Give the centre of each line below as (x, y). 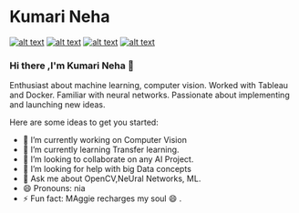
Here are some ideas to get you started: (84, 122)
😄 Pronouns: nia (54, 188)
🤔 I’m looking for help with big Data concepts (107, 169)
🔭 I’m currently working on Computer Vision (104, 140)
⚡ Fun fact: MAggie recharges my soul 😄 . (102, 198)
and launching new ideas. (58, 105)
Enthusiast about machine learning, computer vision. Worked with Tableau (149, 86)
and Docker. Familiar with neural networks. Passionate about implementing (149, 95)
